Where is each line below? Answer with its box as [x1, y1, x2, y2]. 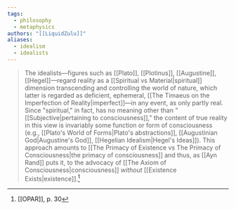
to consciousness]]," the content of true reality [92, 113, 228, 122]
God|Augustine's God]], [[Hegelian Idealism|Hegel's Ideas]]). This [24, 136, 216, 144]
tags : [7, 10, 23, 18]
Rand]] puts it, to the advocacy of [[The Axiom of [24, 158, 166, 166]
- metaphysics [13, 23, 55, 30]
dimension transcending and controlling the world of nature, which [24, 84, 218, 92]
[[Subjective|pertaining [24, 113, 91, 122]
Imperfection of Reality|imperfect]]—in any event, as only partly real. [24, 98, 223, 107]
